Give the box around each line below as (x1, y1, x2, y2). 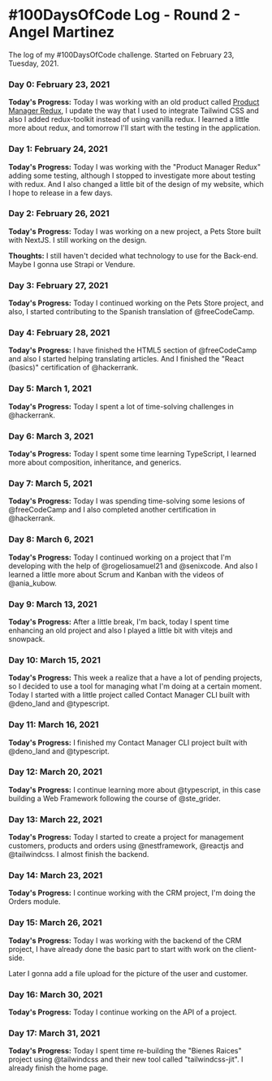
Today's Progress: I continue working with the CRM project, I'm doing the (8, 888, 256, 898)
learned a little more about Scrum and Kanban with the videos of (8, 569, 225, 579)
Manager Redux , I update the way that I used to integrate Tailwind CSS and (8, 106, 260, 115)
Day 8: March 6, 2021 (8, 534, 94, 545)
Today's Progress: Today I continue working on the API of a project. (8, 1007, 237, 1017)
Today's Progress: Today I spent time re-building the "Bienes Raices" (8, 1046, 242, 1056)
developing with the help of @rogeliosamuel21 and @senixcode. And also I (8, 560, 258, 570)
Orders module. (8, 897, 61, 906)
